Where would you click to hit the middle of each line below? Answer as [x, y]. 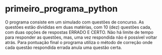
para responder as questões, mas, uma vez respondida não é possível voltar [81, 37]
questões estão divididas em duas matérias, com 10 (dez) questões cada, [78, 27]
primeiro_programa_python [61, 9]
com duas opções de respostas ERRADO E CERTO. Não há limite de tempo [79, 32]
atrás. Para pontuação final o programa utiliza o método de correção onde [79, 42]
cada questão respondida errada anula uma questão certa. [64, 47]
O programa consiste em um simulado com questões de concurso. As [74, 22]
